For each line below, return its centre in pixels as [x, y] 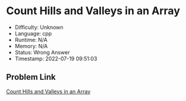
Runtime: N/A [31, 40]
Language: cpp [33, 33]
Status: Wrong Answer [42, 52]
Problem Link [31, 77]
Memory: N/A [31, 46]
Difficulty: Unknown [39, 27]
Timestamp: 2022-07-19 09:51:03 [56, 58]
